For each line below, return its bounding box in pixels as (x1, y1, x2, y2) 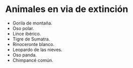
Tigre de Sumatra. (12, 36, 50, 42)
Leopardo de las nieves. (12, 46, 62, 52)
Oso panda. (12, 51, 37, 58)
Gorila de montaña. (12, 20, 52, 26)
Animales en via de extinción (5, 3, 128, 15)
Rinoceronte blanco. (12, 41, 54, 47)
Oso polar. (12, 25, 34, 31)
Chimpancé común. (12, 57, 54, 63)
